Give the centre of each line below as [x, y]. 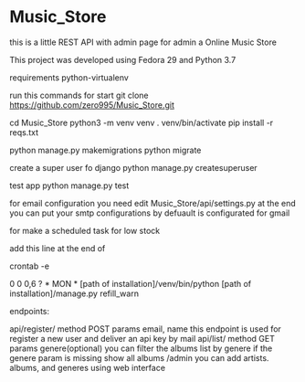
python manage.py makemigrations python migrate [105, 150]
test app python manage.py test [69, 186]
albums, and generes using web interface [88, 367]
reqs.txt [24, 132]
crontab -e [30, 266]
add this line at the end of [58, 248]
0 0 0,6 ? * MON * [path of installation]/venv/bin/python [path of [131, 283]
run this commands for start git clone [79, 95]
